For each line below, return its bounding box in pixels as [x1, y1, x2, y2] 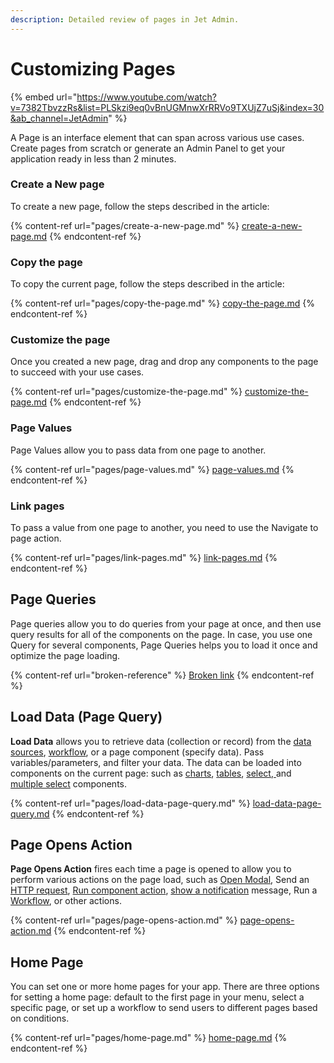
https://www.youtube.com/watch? [76, 91, 217, 103]
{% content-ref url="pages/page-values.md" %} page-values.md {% [10, 463, 295, 475]
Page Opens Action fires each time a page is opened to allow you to [10, 863, 292, 875]
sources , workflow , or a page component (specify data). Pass [10, 746, 265, 758]
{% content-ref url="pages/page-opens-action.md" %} [10, 914, 238, 926]
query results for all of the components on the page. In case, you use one [10, 628, 313, 640]
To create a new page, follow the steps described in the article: [10, 200, 270, 212]
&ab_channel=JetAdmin [10, 112, 109, 124]
